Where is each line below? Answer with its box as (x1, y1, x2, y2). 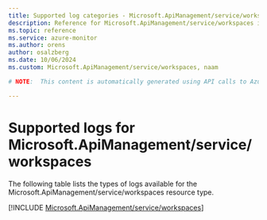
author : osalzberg (8, 48, 69, 56)
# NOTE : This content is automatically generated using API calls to (8, 77, 247, 86)
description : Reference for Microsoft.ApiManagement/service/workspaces (8, 19, 254, 27)
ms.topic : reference (8, 26, 77, 34)
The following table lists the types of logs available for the (8, 179, 198, 188)
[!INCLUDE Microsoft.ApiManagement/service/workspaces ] (8, 203, 204, 212)
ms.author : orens (8, 41, 66, 49)
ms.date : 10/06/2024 (8, 56, 77, 64)
